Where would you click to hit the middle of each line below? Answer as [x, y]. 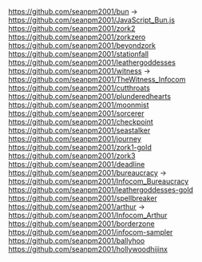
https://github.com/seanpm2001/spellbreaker [83, 198]
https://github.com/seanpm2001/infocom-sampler [91, 232]
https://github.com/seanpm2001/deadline [77, 164]
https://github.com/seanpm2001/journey [75, 139]
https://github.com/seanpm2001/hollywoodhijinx [88, 249]
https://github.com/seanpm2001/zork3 [72, 156]
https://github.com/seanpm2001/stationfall [79, 54]
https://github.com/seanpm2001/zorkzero [77, 37]
